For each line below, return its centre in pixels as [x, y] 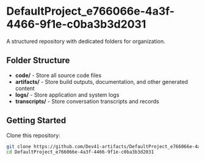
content [25, 88]
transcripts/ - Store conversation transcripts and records [87, 101]
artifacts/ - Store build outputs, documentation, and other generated [101, 81]
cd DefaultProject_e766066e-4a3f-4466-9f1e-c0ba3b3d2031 [80, 152]
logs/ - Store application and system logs [67, 95]
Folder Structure [38, 60]
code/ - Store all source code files [58, 75]
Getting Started [36, 121]
